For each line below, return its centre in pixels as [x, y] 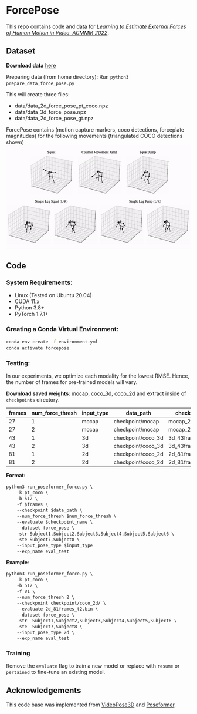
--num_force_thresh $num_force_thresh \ [67, 516]
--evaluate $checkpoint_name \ [55, 522]
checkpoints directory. [33, 400]
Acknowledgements [44, 691]
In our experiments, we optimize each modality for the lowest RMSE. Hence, [98, 376]
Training [18, 653]
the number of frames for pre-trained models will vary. [72, 382]
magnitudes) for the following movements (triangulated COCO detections [94, 136]
